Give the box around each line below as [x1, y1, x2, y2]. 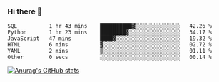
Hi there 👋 [7, 6, 43, 16]
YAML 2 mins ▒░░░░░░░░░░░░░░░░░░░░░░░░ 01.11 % [7, 48, 213, 55]
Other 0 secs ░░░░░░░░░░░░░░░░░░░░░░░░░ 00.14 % [7, 53, 213, 61]
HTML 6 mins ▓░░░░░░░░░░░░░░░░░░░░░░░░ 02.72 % [7, 41, 213, 48]
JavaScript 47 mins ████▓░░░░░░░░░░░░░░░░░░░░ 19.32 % [7, 35, 213, 42]
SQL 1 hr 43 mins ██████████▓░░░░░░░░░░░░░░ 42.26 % [7, 23, 213, 30]
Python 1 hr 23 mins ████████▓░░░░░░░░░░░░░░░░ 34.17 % [7, 29, 213, 36]
